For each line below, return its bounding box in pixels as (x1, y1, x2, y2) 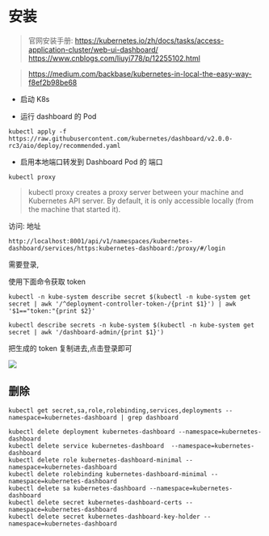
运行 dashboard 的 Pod (19, 111, 97, 121)
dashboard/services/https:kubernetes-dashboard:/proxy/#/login (8, 244, 226, 252)
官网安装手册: (27, 36, 74, 45)
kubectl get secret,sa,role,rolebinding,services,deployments (8, 406, 222, 415)
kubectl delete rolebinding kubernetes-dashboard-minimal (8, 470, 208, 478)
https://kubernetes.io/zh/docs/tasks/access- (74, 36, 225, 45)
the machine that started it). (27, 204, 121, 214)
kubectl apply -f (8, 127, 67, 136)
